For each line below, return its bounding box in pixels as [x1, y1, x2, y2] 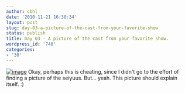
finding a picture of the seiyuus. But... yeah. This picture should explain [6, 74, 177, 81]
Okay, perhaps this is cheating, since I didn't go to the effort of [28, 68, 179, 75]
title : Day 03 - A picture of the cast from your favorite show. [6, 36, 169, 42]
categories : [6, 47, 35, 53]
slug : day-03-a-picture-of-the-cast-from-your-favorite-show [6, 25, 159, 31]
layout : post [6, 19, 38, 25]
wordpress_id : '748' [6, 42, 57, 47]
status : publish [6, 30, 46, 36]
